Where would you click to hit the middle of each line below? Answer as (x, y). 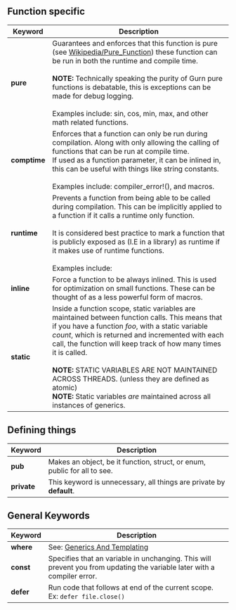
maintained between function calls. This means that (137, 317)
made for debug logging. (93, 96)
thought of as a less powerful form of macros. (127, 297)
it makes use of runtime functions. (109, 250)
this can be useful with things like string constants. (136, 169)
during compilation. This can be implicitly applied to (137, 207)
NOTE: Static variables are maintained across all (131, 396)
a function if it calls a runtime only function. (123, 215)
